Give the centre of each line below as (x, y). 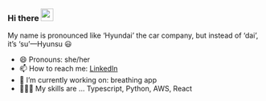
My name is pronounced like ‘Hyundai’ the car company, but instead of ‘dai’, (133, 35)
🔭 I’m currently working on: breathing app (88, 80)
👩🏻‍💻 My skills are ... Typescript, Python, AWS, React (106, 89)
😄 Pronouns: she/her (54, 59)
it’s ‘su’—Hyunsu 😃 (40, 44)
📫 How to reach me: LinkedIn (68, 69)
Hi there (23, 18)
